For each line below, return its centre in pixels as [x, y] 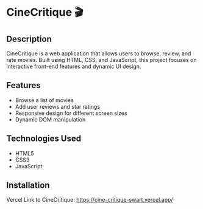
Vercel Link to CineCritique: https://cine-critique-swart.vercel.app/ [90, 200]
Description [29, 39]
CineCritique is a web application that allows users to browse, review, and [99, 53]
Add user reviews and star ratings [58, 106]
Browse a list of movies [45, 100]
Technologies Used [44, 139]
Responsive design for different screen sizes [71, 113]
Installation [28, 186]
